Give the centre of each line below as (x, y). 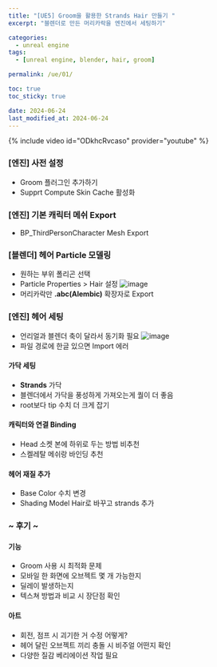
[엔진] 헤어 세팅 (36, 317)
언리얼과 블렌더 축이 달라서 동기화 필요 (79, 336)
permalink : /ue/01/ (41, 74)
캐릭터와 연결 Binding (42, 424)
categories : (28, 38)
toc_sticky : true (37, 96)
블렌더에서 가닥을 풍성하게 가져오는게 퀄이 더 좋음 (97, 395)
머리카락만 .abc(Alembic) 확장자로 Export (87, 294)
